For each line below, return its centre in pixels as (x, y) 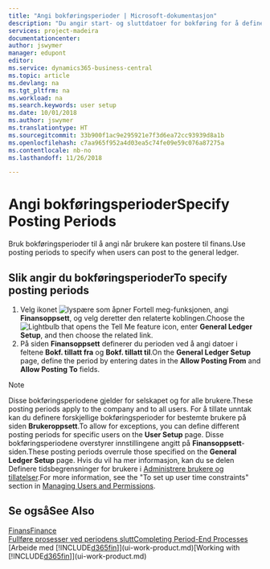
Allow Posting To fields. (60, 369)
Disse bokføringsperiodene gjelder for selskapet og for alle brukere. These (131, 400)
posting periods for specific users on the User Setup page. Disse (116, 434)
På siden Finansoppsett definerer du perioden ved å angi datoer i (129, 344)
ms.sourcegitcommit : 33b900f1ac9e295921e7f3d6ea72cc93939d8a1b (117, 135)
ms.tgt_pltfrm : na (39, 90)
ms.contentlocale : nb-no (50, 150)
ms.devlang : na (34, 83)
